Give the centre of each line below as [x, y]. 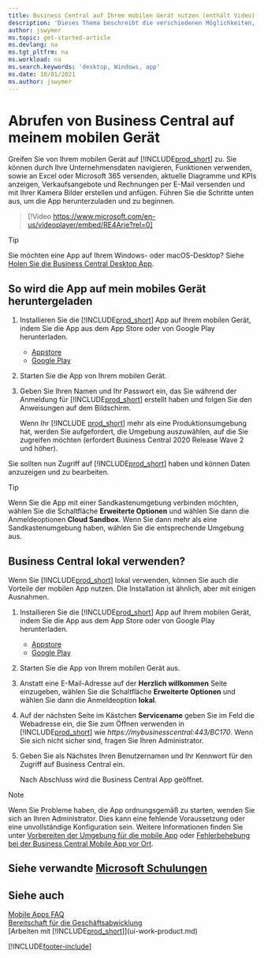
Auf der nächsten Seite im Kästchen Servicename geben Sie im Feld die [137, 716]
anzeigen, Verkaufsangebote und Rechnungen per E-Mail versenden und [127, 184]
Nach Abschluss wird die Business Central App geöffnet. [112, 780]
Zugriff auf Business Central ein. [72, 765]
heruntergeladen [50, 301]
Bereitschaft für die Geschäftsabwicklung [75, 923]
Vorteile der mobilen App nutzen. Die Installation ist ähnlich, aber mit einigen [132, 588]
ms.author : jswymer [40, 81]
